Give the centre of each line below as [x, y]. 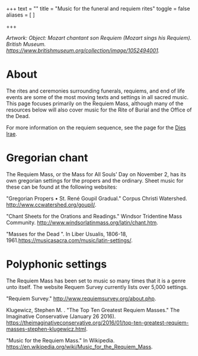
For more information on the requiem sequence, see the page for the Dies [96, 128]
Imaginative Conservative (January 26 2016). [61, 316]
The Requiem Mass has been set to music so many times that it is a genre [96, 281]
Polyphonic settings [57, 264]
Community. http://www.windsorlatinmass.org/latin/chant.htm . [82, 223]
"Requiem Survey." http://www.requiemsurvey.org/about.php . [81, 298]
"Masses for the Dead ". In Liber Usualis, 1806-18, [67, 234]
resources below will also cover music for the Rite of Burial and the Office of [99, 110]
